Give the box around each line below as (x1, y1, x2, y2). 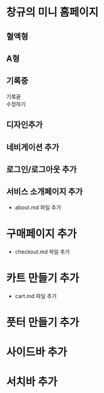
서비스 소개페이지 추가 (6, 187, 83, 197)
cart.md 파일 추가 (14, 292, 57, 299)
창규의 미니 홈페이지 (6, 5, 99, 19)
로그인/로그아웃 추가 (6, 164, 77, 174)
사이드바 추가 (6, 346, 67, 359)
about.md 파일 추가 (14, 204, 61, 211)
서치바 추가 (6, 375, 58, 389)
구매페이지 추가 (6, 227, 77, 240)
